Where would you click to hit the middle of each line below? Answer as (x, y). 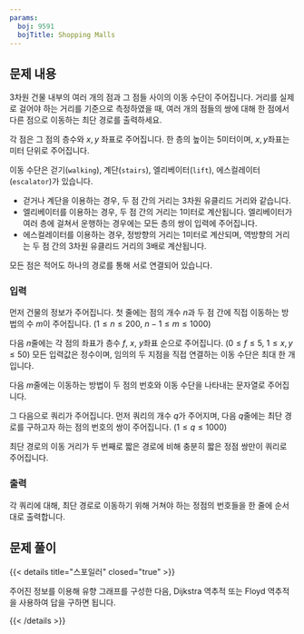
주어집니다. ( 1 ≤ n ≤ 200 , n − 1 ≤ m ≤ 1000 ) (132, 324)
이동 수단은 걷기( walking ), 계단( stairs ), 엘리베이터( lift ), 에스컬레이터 (135, 170)
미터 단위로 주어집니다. (49, 151)
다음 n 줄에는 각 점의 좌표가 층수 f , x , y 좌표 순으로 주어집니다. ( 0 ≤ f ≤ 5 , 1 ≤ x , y (151, 343)
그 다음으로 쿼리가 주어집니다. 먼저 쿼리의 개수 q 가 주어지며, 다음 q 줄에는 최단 (146, 416)
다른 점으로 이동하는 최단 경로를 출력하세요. (86, 120)
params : (24, 18)
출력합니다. (46, 516)
